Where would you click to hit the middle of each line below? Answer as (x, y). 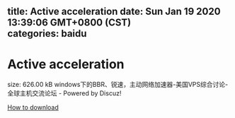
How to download (33, 107)
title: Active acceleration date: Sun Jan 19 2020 (114, 12)
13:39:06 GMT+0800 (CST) (69, 23)
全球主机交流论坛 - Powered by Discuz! (64, 93)
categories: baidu (47, 34)
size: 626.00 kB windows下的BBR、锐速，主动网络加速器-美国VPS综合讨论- (118, 85)
